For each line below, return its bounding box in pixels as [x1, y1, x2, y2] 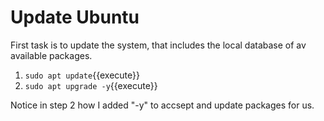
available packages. [10, 49, 93, 61]
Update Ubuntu [10, 6, 140, 29]
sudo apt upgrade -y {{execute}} [24, 79, 158, 91]
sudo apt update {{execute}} [24, 69, 140, 81]
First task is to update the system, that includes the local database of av [10, 39, 307, 51]
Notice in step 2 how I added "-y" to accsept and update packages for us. [10, 99, 315, 111]
